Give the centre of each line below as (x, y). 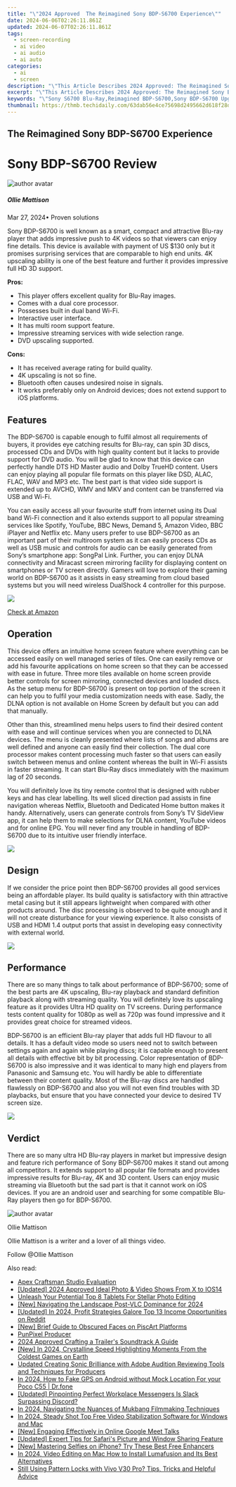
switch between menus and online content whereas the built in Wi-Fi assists (117, 761)
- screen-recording (42, 40)
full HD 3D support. (35, 269)
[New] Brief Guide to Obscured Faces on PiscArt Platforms (102, 1327)
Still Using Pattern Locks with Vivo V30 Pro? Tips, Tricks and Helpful (117, 1469)
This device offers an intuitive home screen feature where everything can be (118, 651)
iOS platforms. (38, 398)
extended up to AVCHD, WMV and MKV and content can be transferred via (115, 489)
